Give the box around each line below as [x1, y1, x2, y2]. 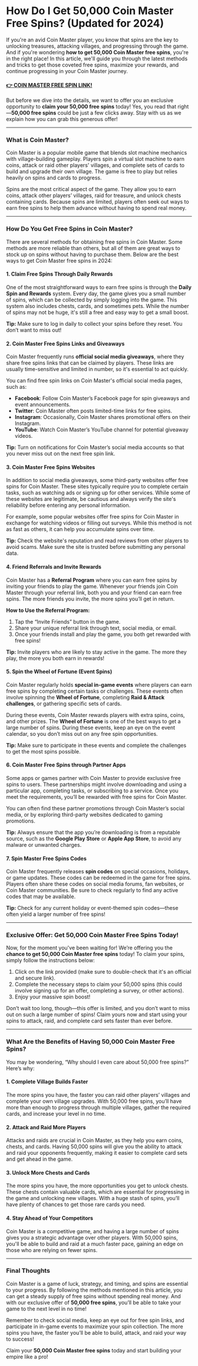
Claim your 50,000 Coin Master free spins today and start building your [6, 1347, 181, 1354]
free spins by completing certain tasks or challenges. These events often [6, 687, 183, 695]
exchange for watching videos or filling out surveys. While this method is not [6, 519, 192, 526]
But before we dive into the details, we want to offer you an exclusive [6, 97, 174, 104]
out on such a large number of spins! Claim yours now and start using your [6, 1011, 187, 1018]
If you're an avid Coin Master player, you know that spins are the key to [6, 36, 179, 43]
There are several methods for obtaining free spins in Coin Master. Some [6, 238, 183, 245]
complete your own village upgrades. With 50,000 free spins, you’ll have [6, 1098, 182, 1105]
